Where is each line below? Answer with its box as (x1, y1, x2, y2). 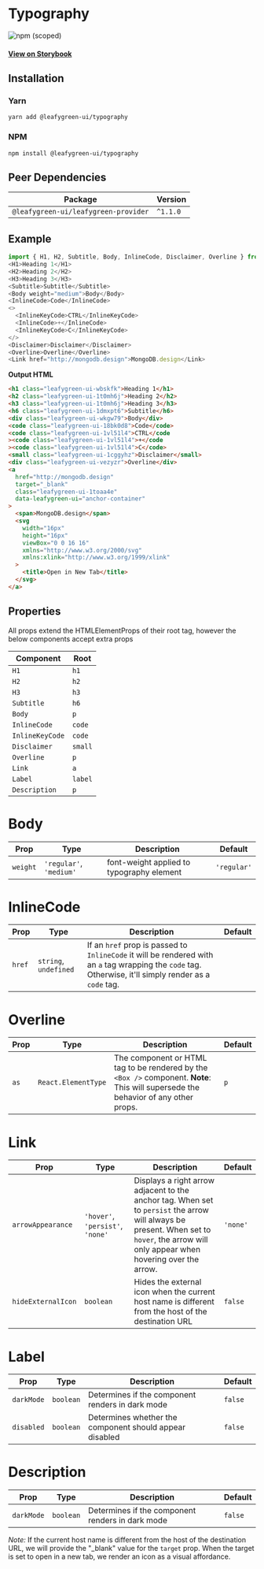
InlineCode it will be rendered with (86, 950, 214, 961)
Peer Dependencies (8, 170, 107, 184)
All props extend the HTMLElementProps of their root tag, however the (8, 626, 236, 635)
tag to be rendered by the (113, 1062, 208, 1073)
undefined (38, 965, 75, 974)
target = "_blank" (15, 480, 68, 489)
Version (156, 194, 187, 205)
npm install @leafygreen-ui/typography (8, 149, 139, 158)
